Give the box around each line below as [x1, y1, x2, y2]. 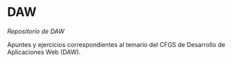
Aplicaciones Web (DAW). [7, 48, 81, 56]
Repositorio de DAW [7, 27, 65, 35]
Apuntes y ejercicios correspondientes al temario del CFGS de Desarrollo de [7, 40, 226, 48]
